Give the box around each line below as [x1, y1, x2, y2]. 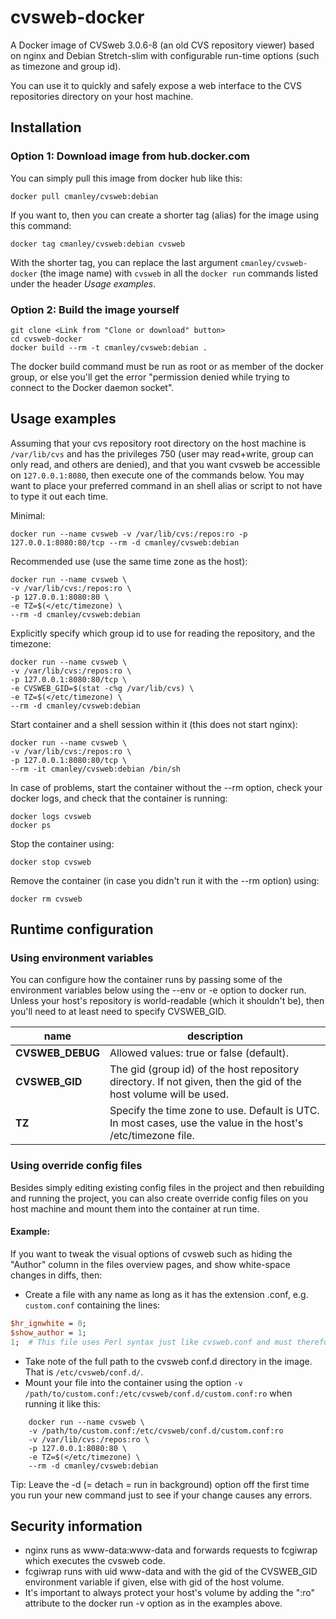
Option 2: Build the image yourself [10, 302, 180, 316]
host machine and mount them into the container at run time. [10, 1202, 260, 1215]
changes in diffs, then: [10, 1269, 103, 1281]
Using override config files [10, 1159, 143, 1173]
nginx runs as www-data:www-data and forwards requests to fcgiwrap [24, 1544, 318, 1556]
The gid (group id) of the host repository [109, 1062, 300, 1076]
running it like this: [24, 1397, 101, 1410]
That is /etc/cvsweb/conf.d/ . [24, 1366, 144, 1378]
